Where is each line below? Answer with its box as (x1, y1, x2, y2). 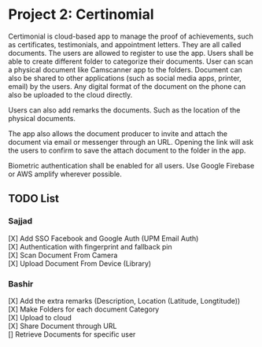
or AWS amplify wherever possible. (8, 169, 122, 179)
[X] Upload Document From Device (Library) (8, 258, 152, 268)
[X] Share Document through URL (8, 321, 117, 330)
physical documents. (8, 113, 76, 123)
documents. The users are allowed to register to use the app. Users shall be (8, 48, 254, 57)
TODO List (8, 192, 59, 205)
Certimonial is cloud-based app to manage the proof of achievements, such (8, 31, 254, 41)
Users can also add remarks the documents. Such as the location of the (8, 105, 241, 115)
